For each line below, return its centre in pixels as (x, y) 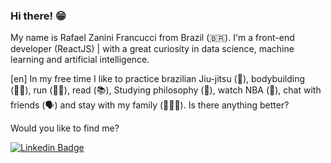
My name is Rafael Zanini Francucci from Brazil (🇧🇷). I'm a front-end (152, 38)
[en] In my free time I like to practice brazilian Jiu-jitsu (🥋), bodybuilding (157, 79)
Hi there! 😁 (38, 16)
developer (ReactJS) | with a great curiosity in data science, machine (152, 49)
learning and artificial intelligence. (80, 60)
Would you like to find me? (65, 128)
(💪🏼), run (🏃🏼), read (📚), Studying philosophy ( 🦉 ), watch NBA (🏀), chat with (166, 90)
